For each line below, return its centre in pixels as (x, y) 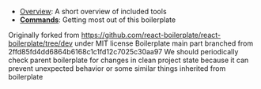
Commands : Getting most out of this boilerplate (98, 20)
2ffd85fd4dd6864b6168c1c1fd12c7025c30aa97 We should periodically (123, 52)
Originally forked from (44, 35)
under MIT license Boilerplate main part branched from (164, 43)
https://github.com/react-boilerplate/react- (151, 35)
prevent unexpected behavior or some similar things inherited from (117, 69)
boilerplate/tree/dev (41, 43)
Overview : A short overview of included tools (93, 11)
